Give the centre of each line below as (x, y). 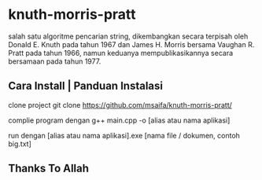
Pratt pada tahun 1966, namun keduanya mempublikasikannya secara (121, 53)
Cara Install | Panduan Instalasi (86, 86)
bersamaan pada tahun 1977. (55, 61)
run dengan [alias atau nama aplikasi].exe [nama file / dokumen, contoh (124, 135)
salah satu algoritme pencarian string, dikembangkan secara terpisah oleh (128, 36)
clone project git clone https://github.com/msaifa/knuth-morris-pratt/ (120, 105)
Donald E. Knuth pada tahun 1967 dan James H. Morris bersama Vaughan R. (131, 44)
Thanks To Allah (48, 169)
